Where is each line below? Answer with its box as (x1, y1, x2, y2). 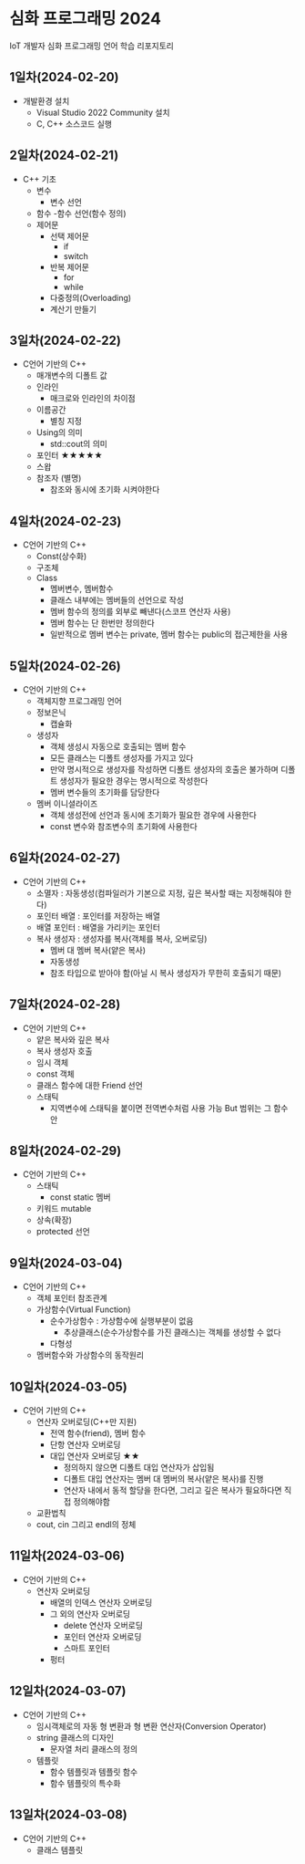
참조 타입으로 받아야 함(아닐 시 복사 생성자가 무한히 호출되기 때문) (49, 967, 282, 978)
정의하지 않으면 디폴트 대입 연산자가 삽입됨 (63, 1462, 215, 1473)
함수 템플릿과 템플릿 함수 (49, 1766, 138, 1777)
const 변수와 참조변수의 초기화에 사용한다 (49, 821, 198, 831)
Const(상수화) (36, 551, 87, 562)
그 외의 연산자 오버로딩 (49, 1608, 131, 1619)
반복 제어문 (49, 261, 89, 272)
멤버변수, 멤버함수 (49, 583, 114, 594)
